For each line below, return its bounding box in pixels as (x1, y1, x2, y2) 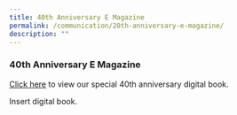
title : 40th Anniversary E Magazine (9, 12, 145, 22)
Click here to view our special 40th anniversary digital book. (9, 79, 229, 89)
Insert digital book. (9, 96, 78, 106)
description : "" (9, 29, 69, 38)
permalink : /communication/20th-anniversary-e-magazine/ (9, 21, 225, 30)
